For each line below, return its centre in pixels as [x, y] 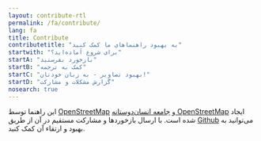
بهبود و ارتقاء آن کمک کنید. [47, 128]
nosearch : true [33, 89]
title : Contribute [38, 38]
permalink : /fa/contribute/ [55, 23]
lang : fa [23, 30]
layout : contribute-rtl [47, 15]
